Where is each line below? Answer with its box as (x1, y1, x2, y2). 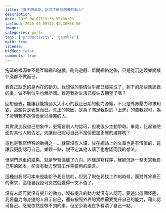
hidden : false (5, 48, 35, 53)
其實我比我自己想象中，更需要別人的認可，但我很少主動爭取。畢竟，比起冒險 (5, 124, 161, 129)
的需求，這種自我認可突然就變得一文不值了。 (5, 180, 96, 186)
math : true (5, 40, 28, 44)
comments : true (5, 53, 37, 58)
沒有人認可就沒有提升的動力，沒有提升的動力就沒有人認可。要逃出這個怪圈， (5, 190, 161, 196)
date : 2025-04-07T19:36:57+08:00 (5, 16, 74, 21)
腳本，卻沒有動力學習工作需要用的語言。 (18, 163, 100, 169)
